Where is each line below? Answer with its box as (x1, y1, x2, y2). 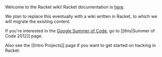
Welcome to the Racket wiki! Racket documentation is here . (5, 4, 125, 10)
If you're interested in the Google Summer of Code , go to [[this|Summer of (5, 28, 155, 33)
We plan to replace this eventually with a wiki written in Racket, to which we (5, 14, 158, 19)
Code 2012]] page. (5, 33, 43, 39)
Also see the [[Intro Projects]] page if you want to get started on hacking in (5, 43, 156, 48)
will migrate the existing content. (5, 19, 71, 24)
